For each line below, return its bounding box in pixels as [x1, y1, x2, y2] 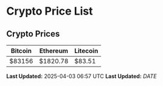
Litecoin [74, 47, 99, 55]
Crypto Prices [6, 29, 60, 39]
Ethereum [39, 47, 69, 55]
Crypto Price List [6, 4, 93, 18]
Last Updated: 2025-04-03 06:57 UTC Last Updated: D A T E [6, 73, 157, 80]
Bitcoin [10, 47, 32, 55]
